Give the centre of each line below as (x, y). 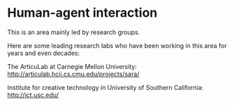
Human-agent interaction (82, 13)
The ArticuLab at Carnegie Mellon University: (72, 66)
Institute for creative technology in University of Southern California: (105, 87)
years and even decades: (44, 53)
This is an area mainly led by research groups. (74, 32)
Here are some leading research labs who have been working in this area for (117, 45)
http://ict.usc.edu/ (33, 95)
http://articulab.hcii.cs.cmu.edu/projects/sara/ (73, 74)
